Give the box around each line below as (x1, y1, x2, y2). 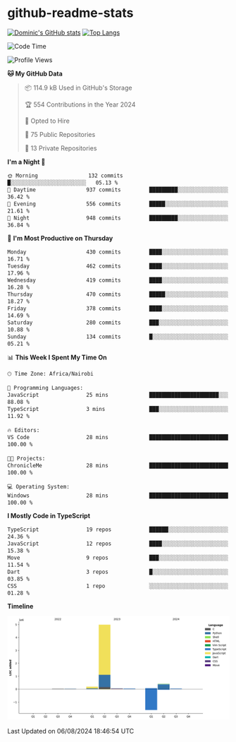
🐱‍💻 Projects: (7, 455, 46, 462)
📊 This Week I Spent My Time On (7, 353, 107, 361)
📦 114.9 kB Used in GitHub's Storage (24, 83, 132, 92)
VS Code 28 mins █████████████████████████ (7, 433, 229, 441)
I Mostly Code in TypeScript (7, 511, 90, 520)
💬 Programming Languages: (7, 384, 83, 391)
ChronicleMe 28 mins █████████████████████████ (7, 462, 229, 469)
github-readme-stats (7, 5, 134, 21)
